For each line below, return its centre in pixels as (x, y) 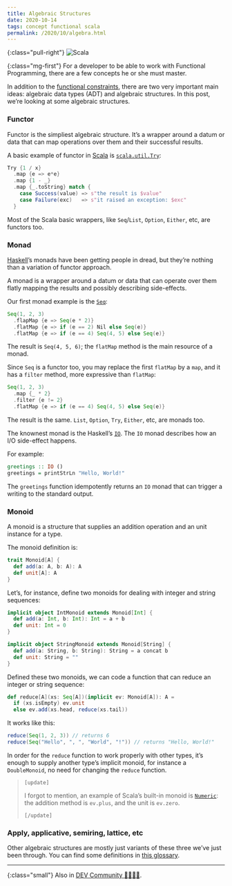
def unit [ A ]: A (35, 573)
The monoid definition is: (42, 548)
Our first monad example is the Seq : (58, 301)
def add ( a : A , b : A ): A (47, 566)
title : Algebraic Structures (49, 13)
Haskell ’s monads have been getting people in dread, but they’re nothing (110, 259)
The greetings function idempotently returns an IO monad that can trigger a (115, 486)
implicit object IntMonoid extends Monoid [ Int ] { (80, 613)
